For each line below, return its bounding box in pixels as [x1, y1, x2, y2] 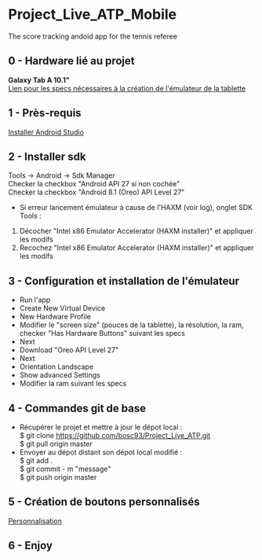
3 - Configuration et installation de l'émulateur [8, 274, 240, 288]
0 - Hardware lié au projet [8, 54, 135, 68]
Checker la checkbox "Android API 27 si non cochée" [8, 179, 180, 189]
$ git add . [19, 456, 53, 465]
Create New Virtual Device [19, 304, 106, 313]
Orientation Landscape [19, 362, 94, 371]
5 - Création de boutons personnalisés [8, 496, 200, 509]
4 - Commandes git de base [8, 401, 147, 414]
